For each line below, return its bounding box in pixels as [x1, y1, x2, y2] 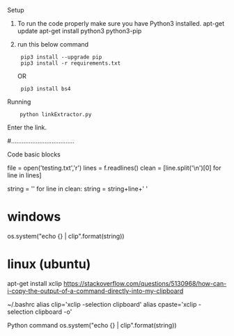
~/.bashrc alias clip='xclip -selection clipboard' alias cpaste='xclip [7, 300, 197, 308]
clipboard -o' [34, 307, 72, 316]
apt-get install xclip [7, 279, 63, 287]
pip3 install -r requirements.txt [20, 60, 121, 67]
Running [7, 97, 31, 106]
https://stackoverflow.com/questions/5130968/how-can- [63, 279, 227, 287]
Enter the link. [7, 123, 47, 131]
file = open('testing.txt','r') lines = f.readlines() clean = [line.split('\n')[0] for [7, 163, 221, 172]
